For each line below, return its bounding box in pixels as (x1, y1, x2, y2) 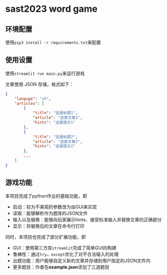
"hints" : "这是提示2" (32, 144, 76, 149)
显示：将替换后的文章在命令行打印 (12, 223, 85, 229)
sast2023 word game (5, 3, 98, 15)
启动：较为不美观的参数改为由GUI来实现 (12, 203, 97, 210)
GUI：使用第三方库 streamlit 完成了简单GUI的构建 (12, 244, 116, 251)
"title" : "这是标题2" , (32, 134, 78, 139)
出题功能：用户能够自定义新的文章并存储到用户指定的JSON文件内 (12, 257, 151, 264)
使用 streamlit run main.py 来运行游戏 (5, 70, 85, 76)
